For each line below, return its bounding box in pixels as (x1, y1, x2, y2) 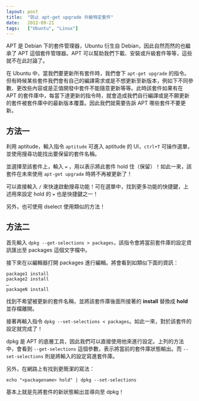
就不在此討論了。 (6, 57, 48, 64)
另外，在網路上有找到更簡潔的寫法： (6, 365, 95, 372)
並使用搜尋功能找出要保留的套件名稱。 (6, 150, 100, 157)
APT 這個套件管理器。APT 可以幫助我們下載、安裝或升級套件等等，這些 (17, 50, 193, 57)
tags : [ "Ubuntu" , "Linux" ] (6, 25, 78, 31)
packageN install (6, 286, 49, 292)
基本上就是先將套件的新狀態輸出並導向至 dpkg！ (6, 388, 125, 395)
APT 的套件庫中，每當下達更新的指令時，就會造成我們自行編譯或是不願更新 (6, 92, 190, 99)
